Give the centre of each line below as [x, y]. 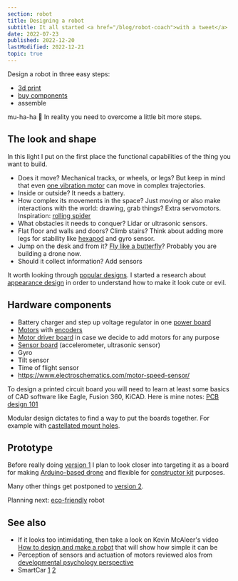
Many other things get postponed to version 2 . [76, 486]
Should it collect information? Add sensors [80, 261]
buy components [42, 95]
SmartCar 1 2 [37, 570]
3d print [29, 88]
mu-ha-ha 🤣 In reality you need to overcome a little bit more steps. [105, 117]
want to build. [27, 164]
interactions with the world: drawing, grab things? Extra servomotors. [119, 208]
